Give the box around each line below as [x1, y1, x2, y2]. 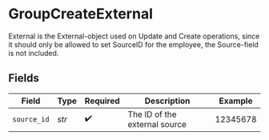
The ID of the [127, 109, 177, 120]
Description [144, 95, 191, 106]
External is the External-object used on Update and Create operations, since [8, 31, 260, 41]
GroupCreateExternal [8, 5, 154, 23]
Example [219, 95, 253, 106]
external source [127, 118, 187, 130]
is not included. [8, 48, 59, 58]
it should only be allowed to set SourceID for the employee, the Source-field [8, 39, 259, 49]
